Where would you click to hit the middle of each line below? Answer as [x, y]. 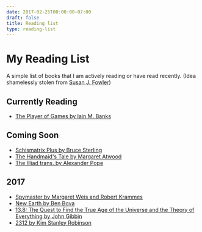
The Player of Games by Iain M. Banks [63, 116]
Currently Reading [42, 101]
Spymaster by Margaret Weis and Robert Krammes [79, 197]
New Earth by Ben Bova [45, 203]
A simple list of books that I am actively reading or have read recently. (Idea [101, 76]
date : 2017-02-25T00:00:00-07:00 [49, 12]
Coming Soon [33, 135]
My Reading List [48, 59]
